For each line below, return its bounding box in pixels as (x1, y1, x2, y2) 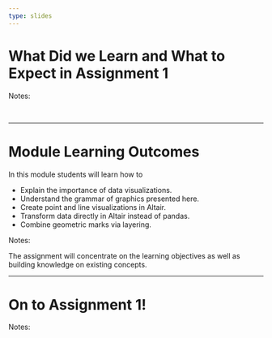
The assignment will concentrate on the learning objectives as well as (8, 250, 240, 260)
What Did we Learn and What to (8, 46, 225, 65)
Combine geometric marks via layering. (19, 220, 152, 229)
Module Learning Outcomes (8, 143, 200, 160)
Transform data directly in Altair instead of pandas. (19, 211, 190, 220)
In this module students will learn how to (8, 169, 143, 179)
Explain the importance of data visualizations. (19, 185, 172, 195)
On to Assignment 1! (8, 295, 147, 314)
